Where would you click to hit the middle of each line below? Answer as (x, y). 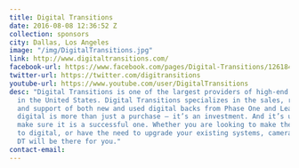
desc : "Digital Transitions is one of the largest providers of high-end (149, 92)
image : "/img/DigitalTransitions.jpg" (81, 51)
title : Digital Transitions (61, 17)
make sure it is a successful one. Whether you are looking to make (147, 125)
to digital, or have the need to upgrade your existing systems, (141, 133)
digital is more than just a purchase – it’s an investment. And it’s (151, 116)
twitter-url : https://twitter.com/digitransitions (105, 76)
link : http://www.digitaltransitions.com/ (89, 59)
